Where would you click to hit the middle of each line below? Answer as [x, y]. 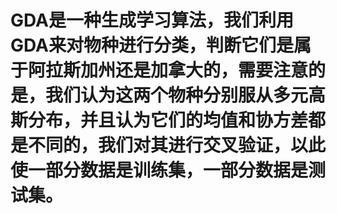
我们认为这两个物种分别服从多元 [177, 95]
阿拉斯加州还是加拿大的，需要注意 [168, 70]
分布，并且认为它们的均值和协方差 [168, 120]
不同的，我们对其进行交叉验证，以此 [177, 145]
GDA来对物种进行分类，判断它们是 [152, 45]
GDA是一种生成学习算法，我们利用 [152, 20]
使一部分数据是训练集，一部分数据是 [159, 170]
